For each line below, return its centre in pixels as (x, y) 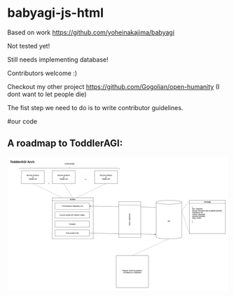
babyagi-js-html (55, 13)
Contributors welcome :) (42, 73)
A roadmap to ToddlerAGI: (65, 143)
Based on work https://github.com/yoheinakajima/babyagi (91, 32)
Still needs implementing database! (58, 59)
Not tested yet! (29, 46)
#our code (22, 121)
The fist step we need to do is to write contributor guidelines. (95, 107)
